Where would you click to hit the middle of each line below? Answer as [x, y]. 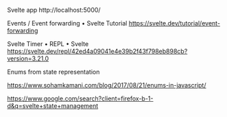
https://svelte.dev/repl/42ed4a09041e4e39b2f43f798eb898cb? [97, 51]
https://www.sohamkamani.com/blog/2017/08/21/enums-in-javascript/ [107, 85]
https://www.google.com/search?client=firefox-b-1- [80, 98]
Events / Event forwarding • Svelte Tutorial [67, 23]
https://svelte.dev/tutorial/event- [175, 23]
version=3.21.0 [28, 58]
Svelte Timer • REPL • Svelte [48, 44]
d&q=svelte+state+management [53, 106]
